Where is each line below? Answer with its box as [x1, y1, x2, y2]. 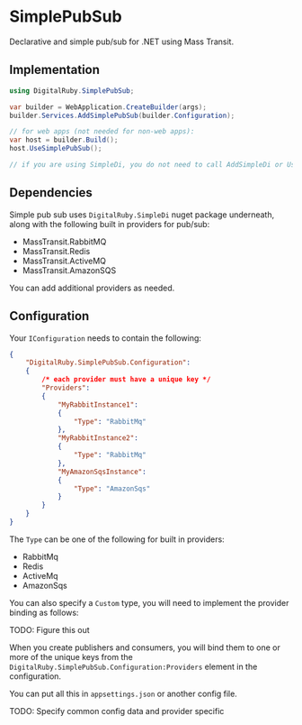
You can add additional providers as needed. [9, 282, 175, 293]
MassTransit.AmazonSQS [22, 264, 117, 276]
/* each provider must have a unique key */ [41, 375, 211, 384]
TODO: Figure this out [9, 624, 90, 635]
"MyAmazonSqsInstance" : [57, 467, 147, 476]
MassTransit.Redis [22, 245, 91, 256]
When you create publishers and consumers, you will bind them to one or [9, 642, 280, 653]
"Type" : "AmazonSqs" [73, 484, 151, 493]
